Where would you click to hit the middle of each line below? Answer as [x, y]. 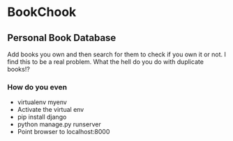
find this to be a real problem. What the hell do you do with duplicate [106, 62]
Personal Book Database [62, 38]
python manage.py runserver [59, 124]
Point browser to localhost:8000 [63, 132]
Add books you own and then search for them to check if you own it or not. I [117, 54]
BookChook [42, 12]
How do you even [37, 87]
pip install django [42, 117]
